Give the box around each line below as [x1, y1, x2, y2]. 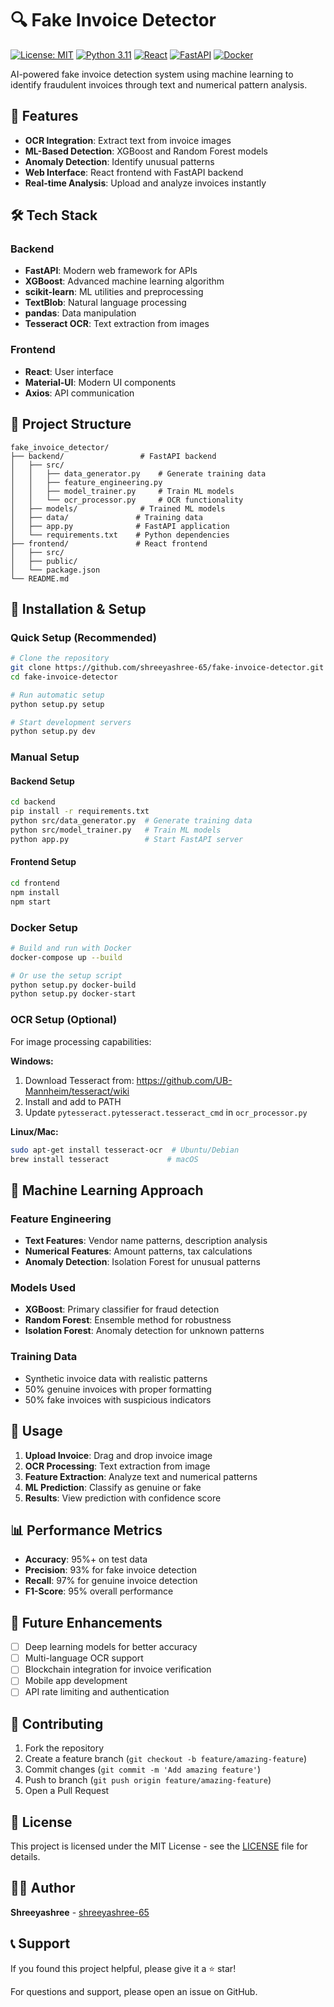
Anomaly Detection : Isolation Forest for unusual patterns [24, 1256, 261, 1268]
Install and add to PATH [24, 1095, 122, 1107]
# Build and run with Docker [10, 943, 132, 953]
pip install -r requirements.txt [10, 807, 150, 817]
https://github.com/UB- [136, 1074, 233, 1086]
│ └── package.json [10, 565, 101, 575]
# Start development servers [10, 717, 132, 727]
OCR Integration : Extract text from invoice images [24, 134, 232, 146]
